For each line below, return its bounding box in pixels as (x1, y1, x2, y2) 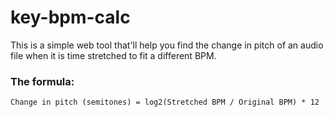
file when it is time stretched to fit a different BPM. (10, 49, 217, 61)
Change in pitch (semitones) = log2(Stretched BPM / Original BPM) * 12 (10, 97, 320, 108)
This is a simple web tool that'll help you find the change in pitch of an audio (10, 39, 324, 51)
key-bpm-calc (10, 6, 131, 29)
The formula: (10, 74, 75, 88)
